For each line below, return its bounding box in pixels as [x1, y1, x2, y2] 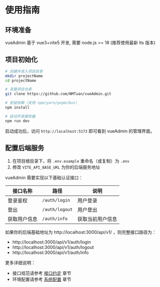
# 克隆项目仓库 [5, 87, 32, 92]
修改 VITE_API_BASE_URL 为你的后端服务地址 [12, 164, 100, 170]
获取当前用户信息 [77, 215, 118, 222]
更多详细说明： [5, 259, 36, 265]
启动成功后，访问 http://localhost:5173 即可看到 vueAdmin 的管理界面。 [5, 128, 155, 134]
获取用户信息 [7, 215, 38, 222]
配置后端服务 [5, 144, 44, 152]
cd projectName [5, 78, 37, 83]
